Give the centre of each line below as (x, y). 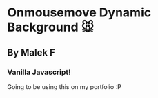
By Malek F (31, 52)
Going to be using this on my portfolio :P (65, 86)
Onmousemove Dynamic (79, 13)
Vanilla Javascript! (39, 72)
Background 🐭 (51, 27)
